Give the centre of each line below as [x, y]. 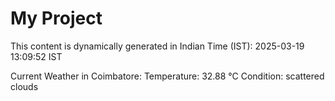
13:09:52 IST [36, 56]
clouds [24, 86]
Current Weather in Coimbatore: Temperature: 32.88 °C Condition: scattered [167, 76]
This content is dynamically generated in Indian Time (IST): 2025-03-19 [157, 46]
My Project [56, 18]
